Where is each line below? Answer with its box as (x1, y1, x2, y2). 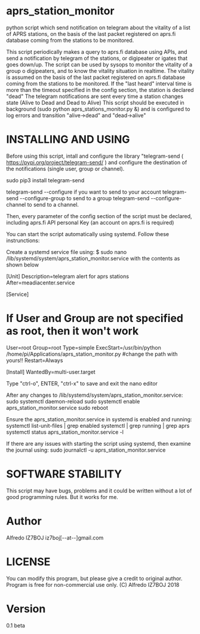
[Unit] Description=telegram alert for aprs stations (6, 272, 130, 280)
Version (6, 602, 46, 615)
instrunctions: (6, 237, 40, 244)
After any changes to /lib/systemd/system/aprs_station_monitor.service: (6, 391, 183, 399)
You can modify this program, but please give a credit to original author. (6, 575, 183, 582)
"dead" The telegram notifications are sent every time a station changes (6, 93, 184, 100)
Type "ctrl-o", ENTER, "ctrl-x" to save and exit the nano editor (6, 379, 158, 387)
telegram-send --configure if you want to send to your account (6, 188, 161, 195)
